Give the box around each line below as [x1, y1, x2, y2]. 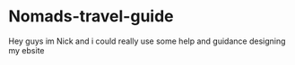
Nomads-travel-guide [8, 6, 174, 27]
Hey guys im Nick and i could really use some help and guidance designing [8, 36, 286, 46]
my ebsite [8, 45, 45, 55]
